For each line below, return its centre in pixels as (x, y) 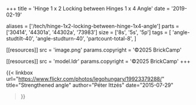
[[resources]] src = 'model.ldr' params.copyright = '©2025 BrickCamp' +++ (98, 61)
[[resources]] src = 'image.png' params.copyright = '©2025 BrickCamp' (94, 50)
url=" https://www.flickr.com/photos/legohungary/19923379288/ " (85, 79)
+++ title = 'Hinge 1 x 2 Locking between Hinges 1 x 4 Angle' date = (88, 9)
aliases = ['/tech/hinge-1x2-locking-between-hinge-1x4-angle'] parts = (93, 26)
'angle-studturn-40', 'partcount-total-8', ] (86, 38)
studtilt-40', (20, 38)
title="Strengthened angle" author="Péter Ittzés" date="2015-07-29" (90, 85)
